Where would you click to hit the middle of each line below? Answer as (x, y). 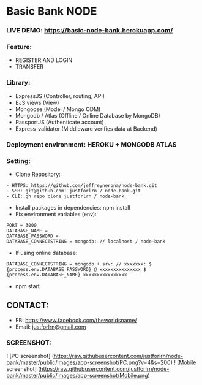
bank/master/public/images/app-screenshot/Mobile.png (77, 376)
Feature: (19, 47)
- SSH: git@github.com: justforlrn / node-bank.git (73, 191)
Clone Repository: (38, 174)
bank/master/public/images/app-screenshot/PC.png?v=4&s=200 (88, 362)
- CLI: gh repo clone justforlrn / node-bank (65, 196)
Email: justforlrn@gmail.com (50, 327)
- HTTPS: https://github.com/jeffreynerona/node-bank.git (82, 185)
